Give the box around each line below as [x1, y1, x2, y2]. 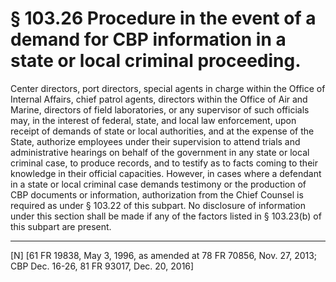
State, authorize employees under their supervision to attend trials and [10, 135, 301, 147]
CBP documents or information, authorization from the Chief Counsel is [10, 188, 304, 201]
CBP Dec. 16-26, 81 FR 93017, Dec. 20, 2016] [10, 260, 195, 272]
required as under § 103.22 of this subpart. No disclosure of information [10, 199, 306, 211]
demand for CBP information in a [10, 28, 287, 51]
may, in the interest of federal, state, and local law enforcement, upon [10, 114, 297, 126]
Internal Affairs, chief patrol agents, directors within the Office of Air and [10, 93, 308, 105]
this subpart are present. [10, 220, 112, 232]
